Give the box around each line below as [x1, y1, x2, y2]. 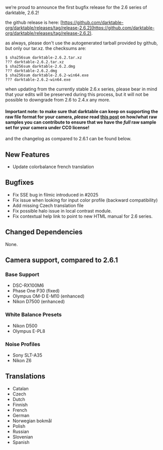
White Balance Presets [5, 311, 62, 318]
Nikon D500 [12, 323, 38, 329]
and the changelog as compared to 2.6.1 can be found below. [5, 136, 132, 142]
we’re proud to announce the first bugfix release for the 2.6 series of [5, 5, 147, 10]
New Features [5, 150, 50, 159]
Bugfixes [5, 178, 34, 187]
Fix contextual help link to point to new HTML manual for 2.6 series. [12, 213, 153, 219]
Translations [5, 372, 46, 381]
